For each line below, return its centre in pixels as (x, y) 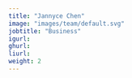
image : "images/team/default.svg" (67, 24)
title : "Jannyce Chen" (47, 16)
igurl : (19, 39)
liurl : (19, 54)
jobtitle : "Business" (45, 31)
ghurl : (19, 46)
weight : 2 (25, 62)
